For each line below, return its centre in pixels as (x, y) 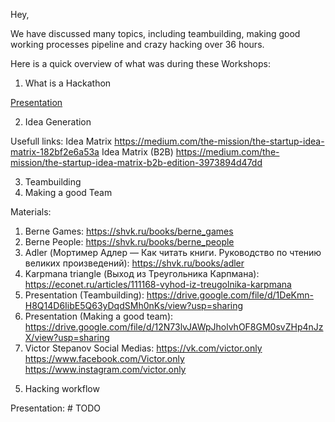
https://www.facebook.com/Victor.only (104, 358)
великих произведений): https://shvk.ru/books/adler (134, 263)
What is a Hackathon (68, 83)
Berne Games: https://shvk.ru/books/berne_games (129, 231)
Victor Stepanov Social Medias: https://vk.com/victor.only (143, 348)
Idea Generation (58, 122)
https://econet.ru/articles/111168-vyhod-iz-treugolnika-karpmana (158, 284)
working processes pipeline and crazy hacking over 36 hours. (137, 44)
